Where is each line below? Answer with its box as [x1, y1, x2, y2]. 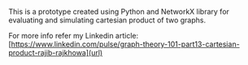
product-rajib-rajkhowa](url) [8, 48, 103, 57]
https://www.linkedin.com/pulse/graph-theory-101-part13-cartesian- [11, 39, 240, 49]
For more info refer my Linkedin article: [8, 31, 139, 40]
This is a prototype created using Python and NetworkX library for [8, 7, 230, 16]
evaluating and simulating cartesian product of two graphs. [8, 15, 206, 25]
